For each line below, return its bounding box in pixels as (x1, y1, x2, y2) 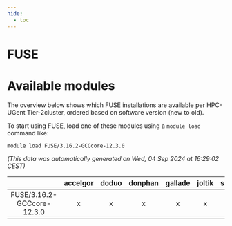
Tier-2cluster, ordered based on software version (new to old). (26, 108, 204, 116)
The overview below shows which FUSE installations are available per (7, 101, 206, 109)
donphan (128, 178, 159, 187)
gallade (165, 178, 191, 187)
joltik (196, 178, 214, 187)
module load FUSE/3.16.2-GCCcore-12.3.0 (7, 142, 126, 149)
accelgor (64, 178, 94, 187)
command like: (7, 129, 49, 137)
